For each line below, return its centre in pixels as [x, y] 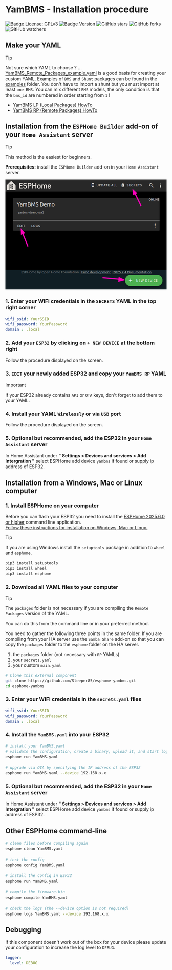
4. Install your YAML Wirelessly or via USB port [63, 414]
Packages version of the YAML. [37, 613]
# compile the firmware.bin [35, 892]
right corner [20, 308]
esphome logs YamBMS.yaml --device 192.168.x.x [57, 914]
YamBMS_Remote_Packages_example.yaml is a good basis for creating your [86, 73]
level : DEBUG [24, 963]
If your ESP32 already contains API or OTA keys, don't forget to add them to [84, 395]
